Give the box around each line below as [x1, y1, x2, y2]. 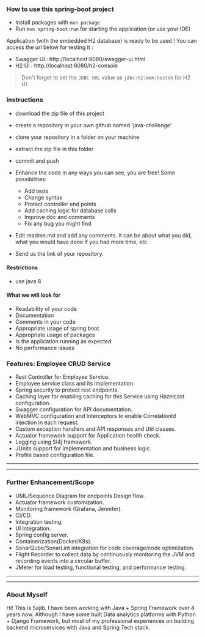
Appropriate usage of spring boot [15, 325, 99, 332]
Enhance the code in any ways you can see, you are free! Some [15, 169, 176, 176]
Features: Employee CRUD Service [6, 359, 111, 368]
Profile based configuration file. [15, 452, 95, 459]
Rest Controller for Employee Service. [15, 373, 110, 381]
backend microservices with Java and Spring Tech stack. [6, 624, 151, 631]
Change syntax [24, 193, 63, 201]
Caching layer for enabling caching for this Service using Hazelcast [15, 393, 185, 400]
